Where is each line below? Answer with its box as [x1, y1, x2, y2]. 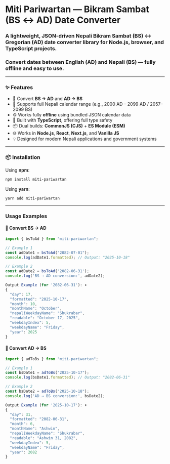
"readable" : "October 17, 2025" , [10, 315, 80, 321]
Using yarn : [5, 186, 30, 192]
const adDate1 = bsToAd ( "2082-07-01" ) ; [5, 250, 90, 255]
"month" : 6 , [10, 421, 35, 427]
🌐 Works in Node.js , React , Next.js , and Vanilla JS [12, 130, 119, 136]
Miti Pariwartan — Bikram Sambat [5, 4, 149, 15]
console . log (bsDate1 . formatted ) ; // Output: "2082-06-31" [5, 375, 130, 380]
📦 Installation [5, 153, 40, 160]
